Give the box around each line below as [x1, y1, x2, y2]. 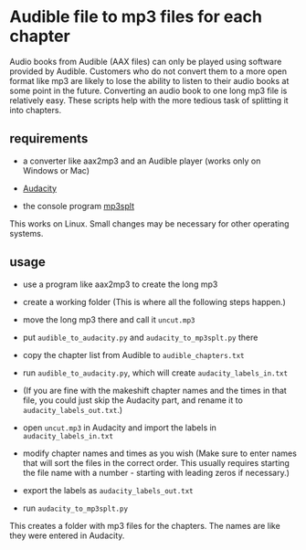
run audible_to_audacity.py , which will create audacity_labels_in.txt [22, 367, 289, 378]
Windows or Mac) [22, 164, 90, 175]
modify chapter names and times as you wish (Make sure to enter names [22, 448, 297, 459]
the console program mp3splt [22, 200, 135, 211]
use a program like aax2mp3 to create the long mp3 [22, 279, 218, 290]
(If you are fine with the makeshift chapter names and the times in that [22, 385, 288, 396]
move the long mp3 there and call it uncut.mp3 [22, 313, 195, 325]
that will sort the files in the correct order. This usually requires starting [22, 457, 290, 468]
